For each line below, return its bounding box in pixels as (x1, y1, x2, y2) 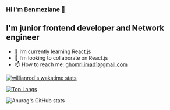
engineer (6, 32, 40, 43)
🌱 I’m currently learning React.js (14, 48, 91, 55)
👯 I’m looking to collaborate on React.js (14, 54, 108, 61)
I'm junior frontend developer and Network (6, 23, 165, 33)
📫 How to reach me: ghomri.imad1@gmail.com (14, 61, 128, 68)
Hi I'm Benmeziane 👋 (6, 5, 66, 13)
